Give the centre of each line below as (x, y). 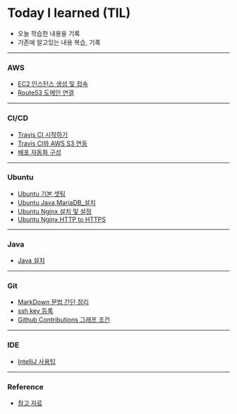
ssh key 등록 (35, 311)
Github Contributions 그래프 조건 (64, 320)
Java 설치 (31, 261)
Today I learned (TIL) (69, 13)
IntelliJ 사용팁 (37, 361)
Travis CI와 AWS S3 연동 (53, 143)
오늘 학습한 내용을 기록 (49, 33)
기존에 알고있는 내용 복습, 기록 (59, 42)
